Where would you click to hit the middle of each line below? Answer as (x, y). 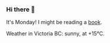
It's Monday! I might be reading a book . (54, 22)
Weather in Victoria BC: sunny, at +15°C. (56, 34)
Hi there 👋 (21, 9)
